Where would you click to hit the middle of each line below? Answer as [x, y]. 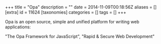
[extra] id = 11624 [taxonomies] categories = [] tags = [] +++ [66, 12]
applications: [18, 27]
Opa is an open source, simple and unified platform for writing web [72, 22]
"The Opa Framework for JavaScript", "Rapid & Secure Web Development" [80, 36]
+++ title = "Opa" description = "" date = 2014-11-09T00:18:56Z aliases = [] [81, 7]
